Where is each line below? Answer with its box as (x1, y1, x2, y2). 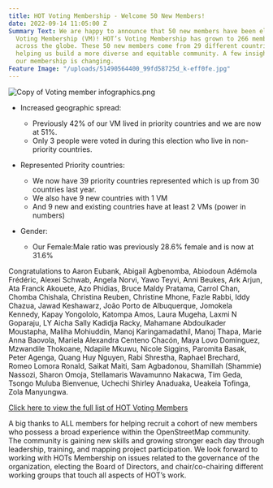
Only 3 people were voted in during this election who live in (32, 136, 232, 145)
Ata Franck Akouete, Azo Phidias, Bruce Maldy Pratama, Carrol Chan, (8, 283, 240, 293)
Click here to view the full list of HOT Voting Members (8, 403, 188, 412)
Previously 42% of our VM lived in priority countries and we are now (32, 119, 262, 128)
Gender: (19, 226, 48, 235)
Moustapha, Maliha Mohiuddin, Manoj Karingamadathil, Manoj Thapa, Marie (8, 326, 262, 336)
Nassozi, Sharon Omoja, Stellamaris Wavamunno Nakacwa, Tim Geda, (8, 369, 243, 379)
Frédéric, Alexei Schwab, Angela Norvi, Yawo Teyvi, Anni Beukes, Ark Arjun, (8, 274, 262, 284)
